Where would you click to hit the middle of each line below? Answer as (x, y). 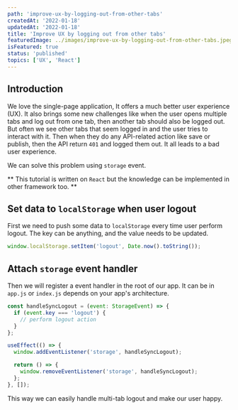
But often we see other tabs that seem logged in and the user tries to (108, 129)
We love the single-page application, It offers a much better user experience (119, 106)
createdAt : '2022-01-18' (44, 21)
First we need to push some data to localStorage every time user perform (115, 226)
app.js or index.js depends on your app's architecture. (89, 293)
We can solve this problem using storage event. (77, 165)
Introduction (35, 89)
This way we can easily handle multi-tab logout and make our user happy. (115, 398)
